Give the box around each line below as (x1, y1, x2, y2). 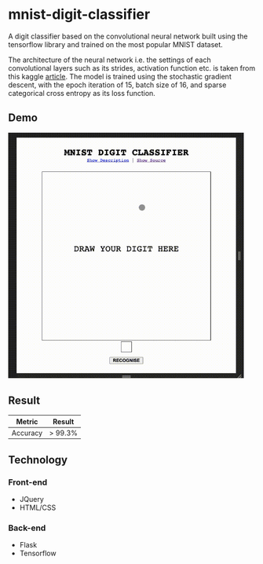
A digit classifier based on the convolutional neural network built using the (8, 31, 248, 41)
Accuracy (11, 428, 43, 438)
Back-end (8, 522, 46, 533)
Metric (16, 416, 38, 426)
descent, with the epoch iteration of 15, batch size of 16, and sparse (8, 80, 227, 90)
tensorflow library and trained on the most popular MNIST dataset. (8, 39, 224, 49)
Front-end (8, 477, 48, 488)
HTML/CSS (19, 503, 57, 512)
